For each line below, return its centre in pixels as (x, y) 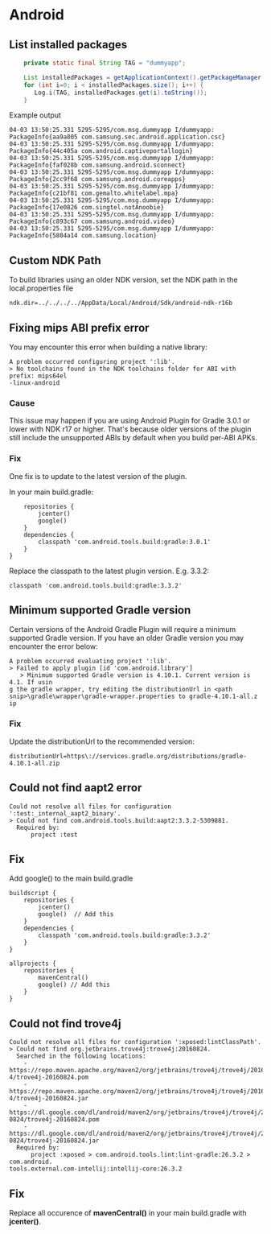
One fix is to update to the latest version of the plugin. (98, 476)
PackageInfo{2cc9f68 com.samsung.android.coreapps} (97, 180)
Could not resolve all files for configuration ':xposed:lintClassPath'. (135, 1042)
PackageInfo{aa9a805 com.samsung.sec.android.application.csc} (117, 137)
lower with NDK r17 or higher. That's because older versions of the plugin (130, 429)
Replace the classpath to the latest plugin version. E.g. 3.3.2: (109, 571)
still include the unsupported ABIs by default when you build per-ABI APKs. (133, 438)
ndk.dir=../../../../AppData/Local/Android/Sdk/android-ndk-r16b (121, 303)
